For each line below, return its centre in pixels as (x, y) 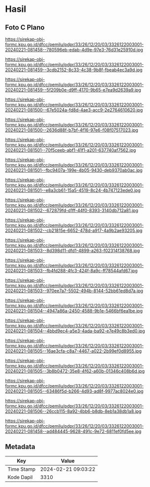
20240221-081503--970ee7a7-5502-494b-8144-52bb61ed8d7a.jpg (74, 291)
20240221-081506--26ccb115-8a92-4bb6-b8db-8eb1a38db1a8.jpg (73, 411)
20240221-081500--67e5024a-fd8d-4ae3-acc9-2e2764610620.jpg (74, 110)
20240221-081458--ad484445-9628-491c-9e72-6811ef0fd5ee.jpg (73, 431)
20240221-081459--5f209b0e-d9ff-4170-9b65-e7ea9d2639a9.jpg (73, 90)
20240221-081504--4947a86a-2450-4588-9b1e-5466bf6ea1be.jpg (74, 311)
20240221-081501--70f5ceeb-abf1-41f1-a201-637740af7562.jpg (71, 150)
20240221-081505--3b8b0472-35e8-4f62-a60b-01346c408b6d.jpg (75, 371)
